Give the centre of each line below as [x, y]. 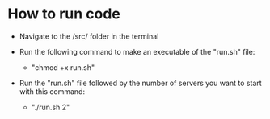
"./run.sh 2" [51, 107]
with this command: [52, 91]
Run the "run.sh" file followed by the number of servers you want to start [140, 83]
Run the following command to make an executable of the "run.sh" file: [137, 51]
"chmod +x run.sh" [63, 67]
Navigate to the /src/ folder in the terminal [89, 36]
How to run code [64, 14]
